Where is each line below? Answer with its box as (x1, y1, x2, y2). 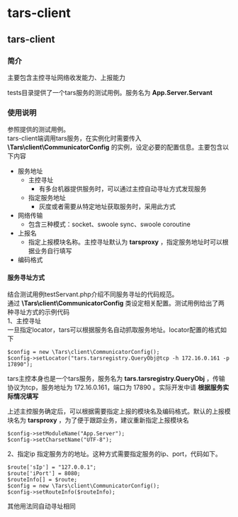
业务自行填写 (34, 247, 72, 255)
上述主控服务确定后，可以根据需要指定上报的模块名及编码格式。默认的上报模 (7, 407, 231, 416)
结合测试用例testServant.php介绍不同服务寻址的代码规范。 (7, 290, 178, 299)
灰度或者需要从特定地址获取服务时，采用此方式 (38, 202, 176, 211)
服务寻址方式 (7, 273, 45, 282)
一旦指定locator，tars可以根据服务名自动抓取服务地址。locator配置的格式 (7, 326, 221, 334)
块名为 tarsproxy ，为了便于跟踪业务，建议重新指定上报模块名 (7, 416, 189, 425)
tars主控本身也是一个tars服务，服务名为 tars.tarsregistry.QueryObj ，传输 (7, 374, 225, 383)
